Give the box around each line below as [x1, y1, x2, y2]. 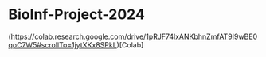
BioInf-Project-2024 [8, 6, 145, 24]
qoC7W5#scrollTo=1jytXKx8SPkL [8, 40, 117, 49]
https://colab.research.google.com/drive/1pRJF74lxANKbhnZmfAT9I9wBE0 [10, 32, 258, 41]
